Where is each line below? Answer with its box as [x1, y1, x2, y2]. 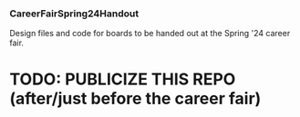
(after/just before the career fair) [9, 89, 262, 109]
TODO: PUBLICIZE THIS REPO [9, 69, 236, 90]
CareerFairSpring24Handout [9, 7, 140, 20]
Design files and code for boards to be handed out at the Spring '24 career [9, 28, 291, 39]
